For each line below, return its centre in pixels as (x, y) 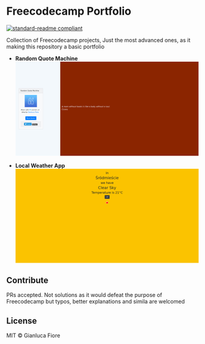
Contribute (27, 280)
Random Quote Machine (46, 58)
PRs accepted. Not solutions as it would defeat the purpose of (85, 295)
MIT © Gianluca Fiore (33, 335)
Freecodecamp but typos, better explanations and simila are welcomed (95, 302)
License (22, 320)
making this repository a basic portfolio (56, 47)
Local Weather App (40, 166)
